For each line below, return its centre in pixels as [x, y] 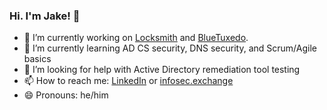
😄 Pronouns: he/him [66, 95]
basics [37, 59]
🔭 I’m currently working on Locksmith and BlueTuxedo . [136, 38]
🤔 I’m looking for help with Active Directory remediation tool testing [162, 70]
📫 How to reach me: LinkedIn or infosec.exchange [128, 81]
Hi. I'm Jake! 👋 [45, 16]
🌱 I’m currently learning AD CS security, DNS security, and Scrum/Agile [170, 48]
